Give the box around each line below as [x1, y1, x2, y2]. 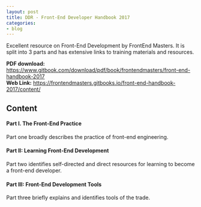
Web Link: [6, 79, 32, 87]
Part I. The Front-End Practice [6, 120, 82, 127]
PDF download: [6, 60, 45, 67]
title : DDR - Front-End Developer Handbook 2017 [6, 14, 130, 20]
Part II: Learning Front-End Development [6, 147, 109, 154]
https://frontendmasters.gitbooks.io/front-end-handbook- [32, 79, 176, 87]
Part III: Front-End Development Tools [6, 181, 102, 188]
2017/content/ [6, 85, 41, 93]
